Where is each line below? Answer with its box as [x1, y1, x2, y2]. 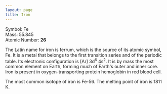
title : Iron [5, 12, 30, 17]
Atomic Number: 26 [5, 36, 47, 43]
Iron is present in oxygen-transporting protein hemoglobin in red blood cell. [5, 69, 162, 75]
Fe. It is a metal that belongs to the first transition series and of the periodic [5, 52, 162, 58]
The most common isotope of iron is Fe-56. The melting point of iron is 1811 [5, 79, 162, 85]
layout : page [5, 7, 33, 13]
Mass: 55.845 [5, 31, 34, 37]
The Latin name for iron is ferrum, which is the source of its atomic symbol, [5, 46, 162, 53]
